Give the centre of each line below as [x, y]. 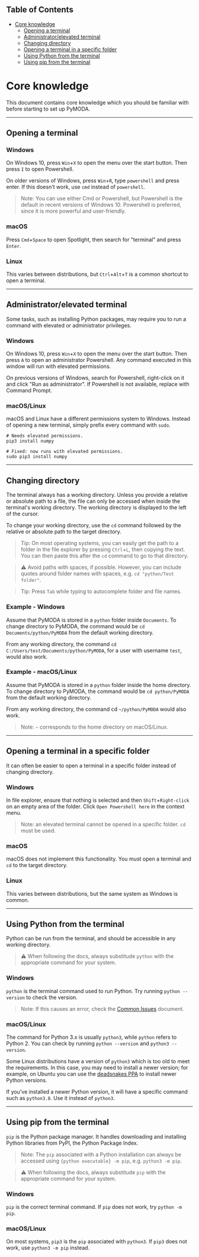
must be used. [38, 830]
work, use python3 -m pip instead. [48, 1248]
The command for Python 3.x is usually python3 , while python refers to [92, 1037]
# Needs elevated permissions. [45, 436]
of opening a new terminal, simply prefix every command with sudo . [88, 425]
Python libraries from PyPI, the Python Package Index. [72, 1143]
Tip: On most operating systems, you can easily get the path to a [99, 543]
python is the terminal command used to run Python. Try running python [93, 991]
